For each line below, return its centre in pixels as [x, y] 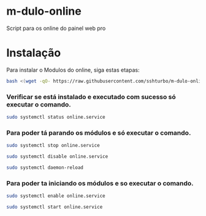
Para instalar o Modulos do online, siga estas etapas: [73, 70]
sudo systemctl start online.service [55, 207]
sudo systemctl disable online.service [57, 157]
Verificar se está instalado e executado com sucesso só [91, 97]
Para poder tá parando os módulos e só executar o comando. [99, 133]
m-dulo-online [44, 11]
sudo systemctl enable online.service [56, 196]
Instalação [34, 53]
